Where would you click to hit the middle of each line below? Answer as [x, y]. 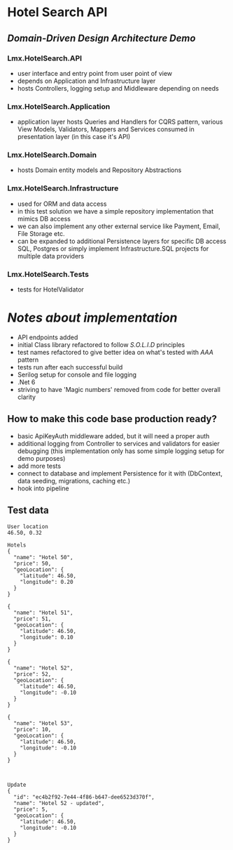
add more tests [39, 466]
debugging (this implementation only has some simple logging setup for [121, 451]
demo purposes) [41, 458]
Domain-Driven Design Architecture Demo [101, 38]
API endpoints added [48, 337]
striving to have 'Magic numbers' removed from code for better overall [119, 390]
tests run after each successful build [70, 367]
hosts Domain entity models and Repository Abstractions [99, 170]
